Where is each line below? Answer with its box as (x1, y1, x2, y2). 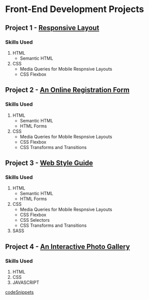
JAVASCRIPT (12, 279, 39, 285)
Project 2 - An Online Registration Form (5, 86, 130, 94)
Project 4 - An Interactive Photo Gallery (5, 242, 130, 251)
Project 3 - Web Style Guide (5, 159, 93, 167)
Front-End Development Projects (5, 4, 144, 15)
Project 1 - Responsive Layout (5, 24, 99, 32)
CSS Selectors (19, 217, 50, 223)
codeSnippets (5, 289, 34, 295)
